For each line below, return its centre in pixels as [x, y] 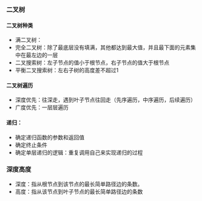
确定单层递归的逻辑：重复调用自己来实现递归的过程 [79, 152]
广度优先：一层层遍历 [42, 107]
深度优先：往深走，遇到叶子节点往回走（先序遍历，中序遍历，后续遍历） [105, 100]
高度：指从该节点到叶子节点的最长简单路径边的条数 [79, 191]
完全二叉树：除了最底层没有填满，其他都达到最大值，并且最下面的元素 [103, 47]
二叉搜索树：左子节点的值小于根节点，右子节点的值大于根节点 [92, 63]
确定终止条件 [31, 145]
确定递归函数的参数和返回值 [50, 137]
